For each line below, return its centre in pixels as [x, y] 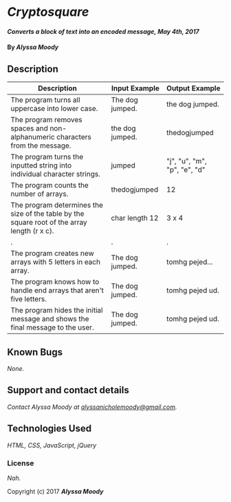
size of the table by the [47, 214]
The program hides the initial [57, 310]
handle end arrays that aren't [57, 290]
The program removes [46, 120]
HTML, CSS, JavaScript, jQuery [52, 445]
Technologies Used [49, 429]
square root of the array [49, 223]
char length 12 [135, 218]
